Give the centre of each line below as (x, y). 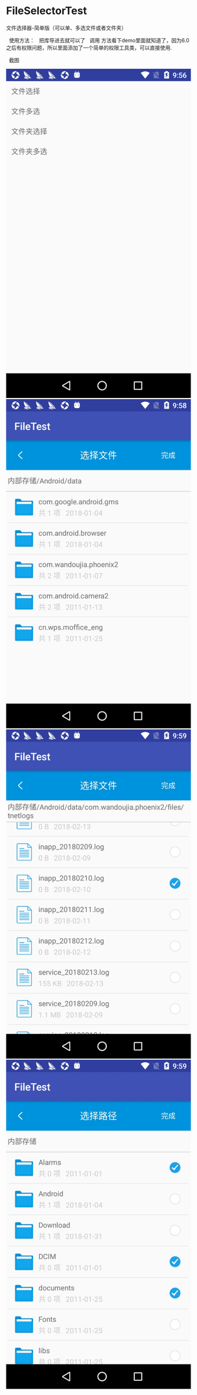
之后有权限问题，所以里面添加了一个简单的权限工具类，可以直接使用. (89, 48)
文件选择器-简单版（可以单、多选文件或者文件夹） (67, 28)
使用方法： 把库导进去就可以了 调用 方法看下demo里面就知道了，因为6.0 (99, 40)
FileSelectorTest (47, 11)
